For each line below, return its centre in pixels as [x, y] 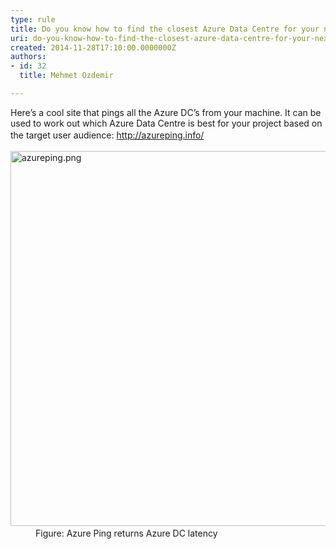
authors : [28, 57]
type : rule [33, 19]
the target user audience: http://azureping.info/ [107, 135]
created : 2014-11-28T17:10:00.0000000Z [93, 47]
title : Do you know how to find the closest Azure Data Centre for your [165, 29]
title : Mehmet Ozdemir [66, 76]
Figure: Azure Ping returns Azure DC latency [126, 533]
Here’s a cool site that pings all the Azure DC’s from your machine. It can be [166, 112]
